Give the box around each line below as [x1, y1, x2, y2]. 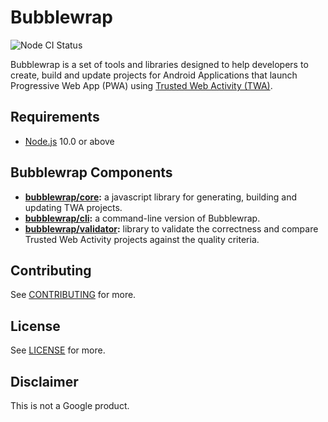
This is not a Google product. [10, 400, 130, 411]
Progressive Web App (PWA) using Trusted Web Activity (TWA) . [10, 79, 273, 91]
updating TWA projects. [24, 201, 123, 213]
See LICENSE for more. [10, 344, 106, 356]
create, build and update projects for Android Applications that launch [10, 69, 298, 81]
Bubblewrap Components [10, 164, 173, 181]
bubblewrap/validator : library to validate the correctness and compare [24, 222, 319, 235]
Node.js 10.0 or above [24, 135, 115, 147]
